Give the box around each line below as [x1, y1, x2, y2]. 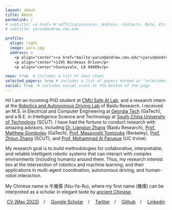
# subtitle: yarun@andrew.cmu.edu [5, 27, 79, 32]
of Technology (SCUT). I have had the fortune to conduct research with [5, 119, 156, 125]
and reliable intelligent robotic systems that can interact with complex [5, 151, 152, 157]
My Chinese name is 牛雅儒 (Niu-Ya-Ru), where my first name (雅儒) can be [5, 183, 164, 189]
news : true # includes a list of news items [5, 74, 104, 79]
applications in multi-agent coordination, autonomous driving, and [5, 167, 144, 173]
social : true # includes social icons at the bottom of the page [5, 83, 150, 89]
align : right [10, 40, 38, 46]
